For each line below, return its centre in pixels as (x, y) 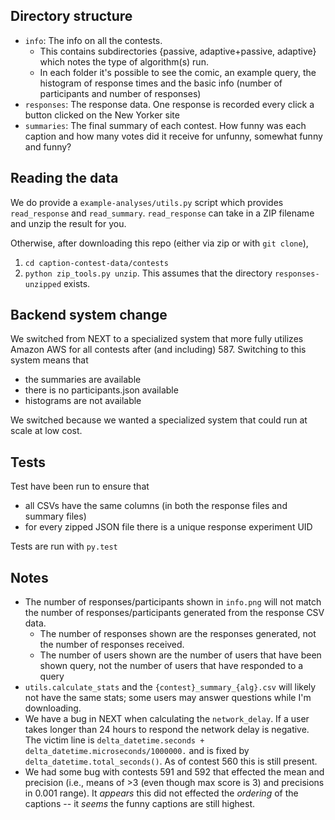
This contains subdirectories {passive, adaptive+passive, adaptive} (178, 51)
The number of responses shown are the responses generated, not (178, 634)
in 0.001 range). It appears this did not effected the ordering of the (161, 793)
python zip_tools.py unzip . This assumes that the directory (148, 273)
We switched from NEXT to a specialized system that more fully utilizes (157, 339)
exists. (77, 283)
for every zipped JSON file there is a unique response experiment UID (168, 527)
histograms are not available (83, 401)
